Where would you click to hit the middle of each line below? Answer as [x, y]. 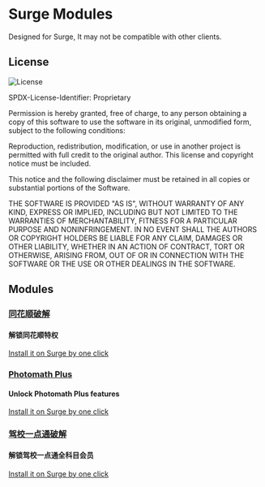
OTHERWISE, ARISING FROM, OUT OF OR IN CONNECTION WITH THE [126, 255]
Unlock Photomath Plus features [64, 394]
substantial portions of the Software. [69, 187]
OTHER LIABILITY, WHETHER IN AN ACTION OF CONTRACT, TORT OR [126, 246]
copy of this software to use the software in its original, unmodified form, [130, 122]
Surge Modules [61, 14]
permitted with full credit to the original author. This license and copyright [131, 154]
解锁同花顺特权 [33, 334]
